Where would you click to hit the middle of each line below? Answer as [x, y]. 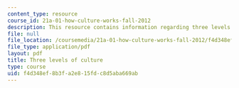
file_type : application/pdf [49, 47]
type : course [27, 67]
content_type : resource [43, 14]
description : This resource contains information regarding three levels [119, 27]
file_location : [30, 40]
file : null [23, 34]
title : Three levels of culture [55, 60]
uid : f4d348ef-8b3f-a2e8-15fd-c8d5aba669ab [73, 73]
